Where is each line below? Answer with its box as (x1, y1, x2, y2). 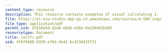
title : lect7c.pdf (5, 35, 43, 40)
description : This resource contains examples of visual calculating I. (5, 12, 159, 17)
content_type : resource (5, 7, 55, 12)
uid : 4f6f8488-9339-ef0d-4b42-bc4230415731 (5, 40, 97, 45)
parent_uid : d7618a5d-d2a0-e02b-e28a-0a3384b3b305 (5, 26, 112, 31)
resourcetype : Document (5, 30, 55, 35)
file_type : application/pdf (5, 21, 64, 26)
